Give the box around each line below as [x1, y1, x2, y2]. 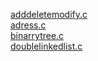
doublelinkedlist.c [10, 40, 83, 52]
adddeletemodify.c [10, 9, 88, 20]
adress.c [10, 19, 47, 31]
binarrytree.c [10, 30, 65, 41]
